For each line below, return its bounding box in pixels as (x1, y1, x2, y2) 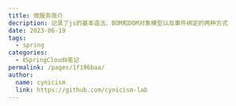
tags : (8, 33, 26, 42)
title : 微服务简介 (8, 11, 64, 20)
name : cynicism (15, 78, 66, 86)
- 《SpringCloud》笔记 (15, 57, 80, 65)
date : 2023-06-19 (8, 26, 66, 34)
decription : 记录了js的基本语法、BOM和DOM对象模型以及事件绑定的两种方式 (8, 19, 229, 27)
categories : (8, 49, 48, 57)
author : (8, 71, 34, 79)
